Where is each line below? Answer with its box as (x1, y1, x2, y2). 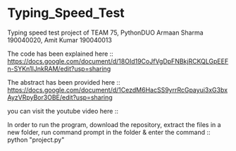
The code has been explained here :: (7, 49, 114, 58)
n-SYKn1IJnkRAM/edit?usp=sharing (7, 64, 111, 73)
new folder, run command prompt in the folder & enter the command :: (7, 128, 211, 136)
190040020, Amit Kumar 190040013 (7, 35, 113, 44)
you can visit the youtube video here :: (7, 107, 118, 115)
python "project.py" (7, 135, 65, 144)
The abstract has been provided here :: (7, 78, 120, 86)
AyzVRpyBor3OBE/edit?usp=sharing (7, 93, 113, 102)
